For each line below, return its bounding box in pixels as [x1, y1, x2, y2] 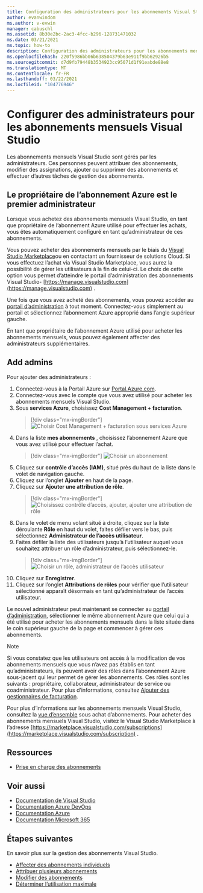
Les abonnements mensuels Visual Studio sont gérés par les [7, 153, 157, 160]
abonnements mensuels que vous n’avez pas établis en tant [7, 660, 155, 668]
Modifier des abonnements [15, 874, 83, 881]
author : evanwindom [7, 14, 56, 20]
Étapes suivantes [7, 833, 73, 844]
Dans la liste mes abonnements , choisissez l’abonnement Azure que [15, 434, 188, 441]
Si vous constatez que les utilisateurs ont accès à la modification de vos [7, 654, 186, 662]
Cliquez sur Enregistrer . [15, 574, 76, 581]
